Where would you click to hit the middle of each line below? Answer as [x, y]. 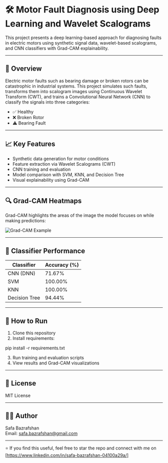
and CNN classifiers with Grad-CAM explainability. [57, 48]
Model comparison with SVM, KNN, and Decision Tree [68, 174]
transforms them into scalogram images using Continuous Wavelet [74, 91]
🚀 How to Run [26, 321]
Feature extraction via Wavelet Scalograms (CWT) [64, 164]
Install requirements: [33, 338]
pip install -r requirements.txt [35, 348]
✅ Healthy [23, 112]
